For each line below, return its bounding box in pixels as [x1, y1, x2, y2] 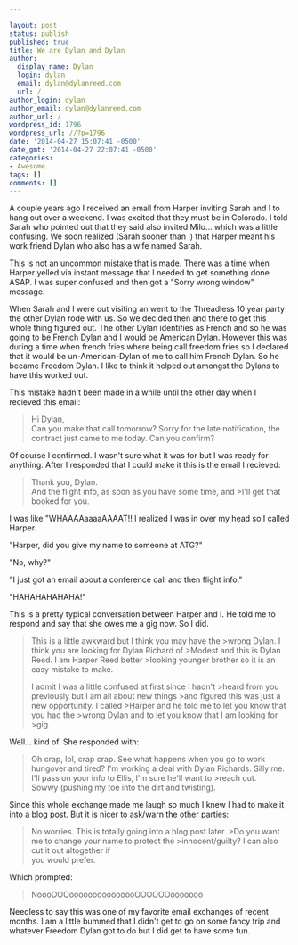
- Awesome [9, 161, 46, 170]
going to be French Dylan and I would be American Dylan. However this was [9, 332, 287, 343]
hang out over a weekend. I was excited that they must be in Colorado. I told [9, 212, 288, 223]
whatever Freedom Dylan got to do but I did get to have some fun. [9, 925, 251, 936]
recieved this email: [9, 397, 81, 407]
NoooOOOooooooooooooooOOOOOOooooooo [30, 889, 204, 900]
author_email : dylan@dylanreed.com [9, 103, 141, 112]
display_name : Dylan [17, 62, 93, 71]
